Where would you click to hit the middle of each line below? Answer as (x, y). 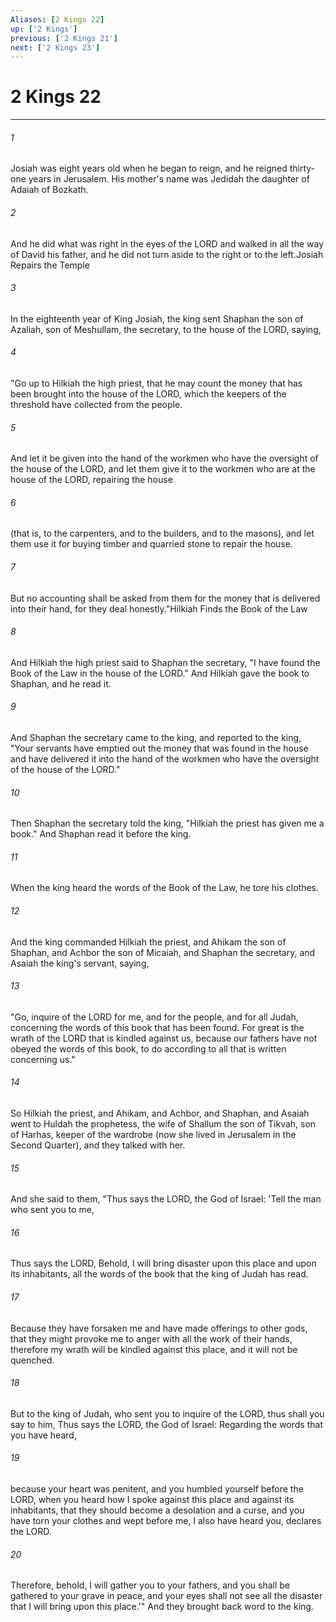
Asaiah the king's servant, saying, (80, 963)
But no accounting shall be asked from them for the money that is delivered (165, 598)
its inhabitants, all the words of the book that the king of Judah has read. (159, 1274)
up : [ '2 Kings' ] (44, 29)
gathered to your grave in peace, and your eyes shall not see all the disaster (166, 1596)
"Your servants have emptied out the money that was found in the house (159, 748)
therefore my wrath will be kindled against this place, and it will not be (154, 1349)
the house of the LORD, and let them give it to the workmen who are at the (163, 469)
